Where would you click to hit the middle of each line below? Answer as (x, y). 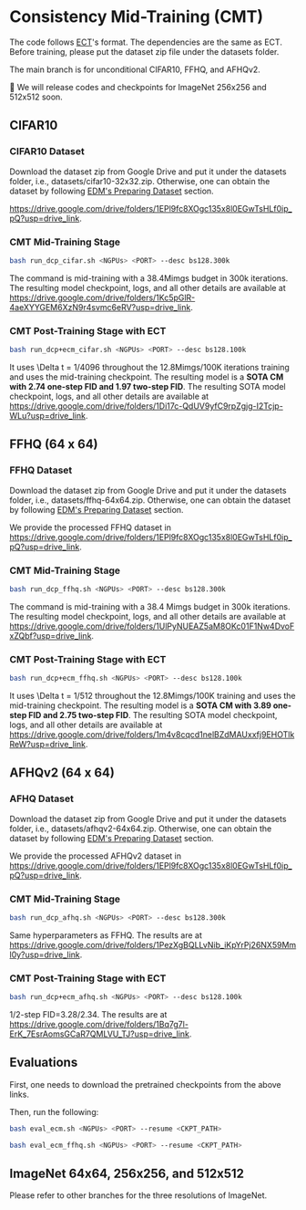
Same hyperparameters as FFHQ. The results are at (106, 935)
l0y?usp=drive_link (45, 954)
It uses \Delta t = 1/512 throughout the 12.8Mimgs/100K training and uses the (153, 696)
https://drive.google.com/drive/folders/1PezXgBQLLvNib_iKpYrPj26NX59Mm (153, 944)
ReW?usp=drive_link (48, 744)
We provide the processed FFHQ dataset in (90, 527)
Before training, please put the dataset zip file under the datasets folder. (144, 51)
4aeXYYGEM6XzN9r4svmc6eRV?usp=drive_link (100, 307)
